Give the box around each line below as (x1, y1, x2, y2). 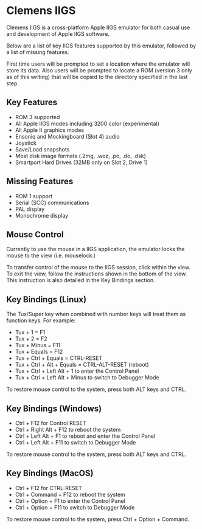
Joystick (15, 139, 37, 147)
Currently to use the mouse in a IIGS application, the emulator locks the (6, 246, 185, 253)
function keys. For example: (6, 317, 76, 324)
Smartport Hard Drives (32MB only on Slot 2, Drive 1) (15, 159, 148, 166)
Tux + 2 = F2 (15, 335, 47, 342)
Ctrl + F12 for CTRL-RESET (15, 484, 82, 491)
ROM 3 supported (15, 113, 60, 120)
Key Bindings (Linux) (6, 294, 87, 305)
